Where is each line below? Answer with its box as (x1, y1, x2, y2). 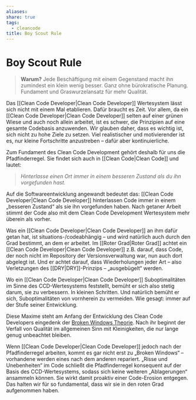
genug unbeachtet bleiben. (6, 331, 72, 339)
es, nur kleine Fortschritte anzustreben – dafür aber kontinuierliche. (6, 137, 170, 145)
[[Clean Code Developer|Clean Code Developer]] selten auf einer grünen (6, 112, 184, 119)
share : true (6, 14, 35, 20)
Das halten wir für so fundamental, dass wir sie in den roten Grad (6, 381, 164, 388)
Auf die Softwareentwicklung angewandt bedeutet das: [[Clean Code (6, 190, 174, 198)
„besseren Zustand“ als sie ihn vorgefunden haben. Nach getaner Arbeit (6, 203, 181, 210)
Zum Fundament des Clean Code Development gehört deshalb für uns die (6, 149, 185, 156)
